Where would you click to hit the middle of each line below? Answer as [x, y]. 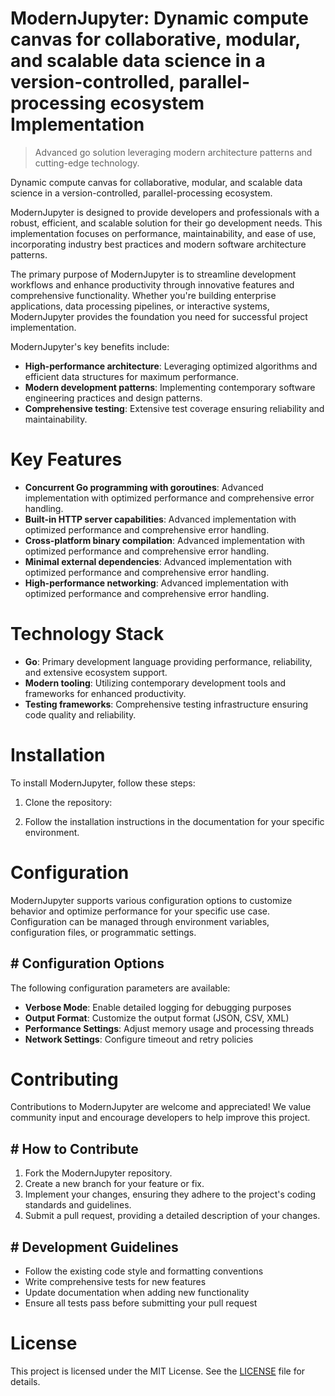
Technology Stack [87, 634]
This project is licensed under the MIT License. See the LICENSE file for [158, 1371]
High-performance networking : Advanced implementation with [156, 583]
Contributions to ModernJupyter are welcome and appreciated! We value [161, 1107]
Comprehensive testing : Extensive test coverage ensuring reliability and [174, 408]
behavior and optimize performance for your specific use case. [140, 911]
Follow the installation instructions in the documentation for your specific [174, 821]
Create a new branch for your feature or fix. [114, 1184]
